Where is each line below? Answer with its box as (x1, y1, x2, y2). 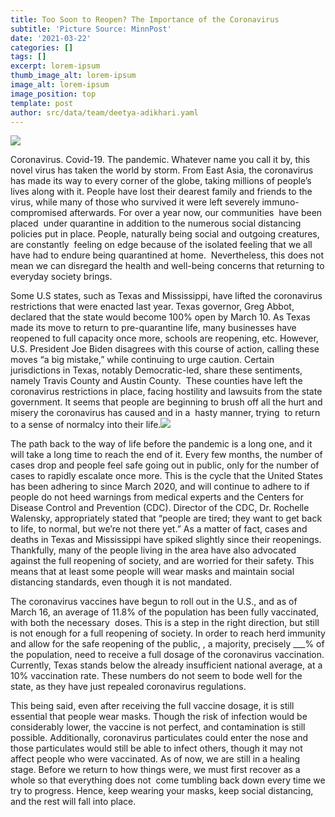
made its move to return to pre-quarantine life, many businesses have (10, 322, 297, 334)
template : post (10, 98, 74, 108)
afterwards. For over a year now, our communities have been (69, 207, 323, 219)
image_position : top (10, 89, 97, 99)
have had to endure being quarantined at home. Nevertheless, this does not (10, 249, 325, 261)
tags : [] (10, 52, 47, 62)
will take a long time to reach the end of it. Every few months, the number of (10, 449, 323, 461)
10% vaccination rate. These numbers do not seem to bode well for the (10, 670, 303, 682)
